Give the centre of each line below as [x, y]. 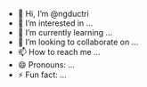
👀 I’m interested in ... [55, 23]
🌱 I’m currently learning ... [65, 32]
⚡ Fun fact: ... [42, 75]
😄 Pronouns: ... [46, 65]
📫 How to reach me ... [59, 52]
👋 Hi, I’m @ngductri [53, 14]
